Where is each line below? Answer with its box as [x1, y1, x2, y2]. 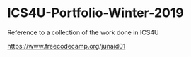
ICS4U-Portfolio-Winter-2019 [7, 5, 184, 21]
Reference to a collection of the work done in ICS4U [7, 28, 159, 37]
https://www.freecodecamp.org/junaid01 [7, 42, 126, 50]
